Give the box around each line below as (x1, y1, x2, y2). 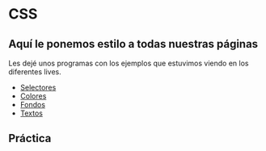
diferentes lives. (8, 67, 62, 77)
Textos (19, 108, 43, 118)
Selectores (19, 82, 57, 92)
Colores (19, 91, 47, 101)
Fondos (19, 100, 46, 109)
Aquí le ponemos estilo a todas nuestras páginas (8, 37, 259, 51)
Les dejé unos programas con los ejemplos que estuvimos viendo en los (8, 58, 249, 68)
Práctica (8, 132, 52, 145)
